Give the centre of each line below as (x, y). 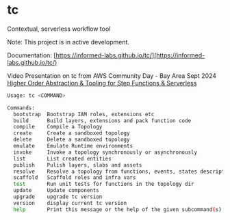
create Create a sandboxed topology (72, 133)
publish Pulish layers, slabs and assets (78, 165)
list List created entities (62, 159)
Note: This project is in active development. (68, 42)
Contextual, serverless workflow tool (59, 29)
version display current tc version (70, 203)
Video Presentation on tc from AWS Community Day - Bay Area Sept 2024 (112, 75)
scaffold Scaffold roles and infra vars (75, 178)
